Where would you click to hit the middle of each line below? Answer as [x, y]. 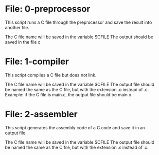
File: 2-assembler [41, 114]
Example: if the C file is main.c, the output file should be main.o [68, 94]
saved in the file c [23, 42]
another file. [17, 27]
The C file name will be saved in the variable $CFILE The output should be [79, 37]
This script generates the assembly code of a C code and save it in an [75, 127]
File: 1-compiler [37, 62]
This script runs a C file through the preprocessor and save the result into [79, 22]
